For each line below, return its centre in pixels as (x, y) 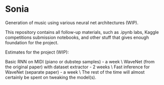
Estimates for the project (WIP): (37, 52)
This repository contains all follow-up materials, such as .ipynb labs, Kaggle (82, 32)
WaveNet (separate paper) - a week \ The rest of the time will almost (75, 72)
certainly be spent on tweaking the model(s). (51, 77)
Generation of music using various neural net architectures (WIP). (72, 23)
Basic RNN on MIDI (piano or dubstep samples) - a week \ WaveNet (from (80, 61)
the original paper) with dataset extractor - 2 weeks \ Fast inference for (78, 67)
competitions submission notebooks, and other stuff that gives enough (77, 37)
